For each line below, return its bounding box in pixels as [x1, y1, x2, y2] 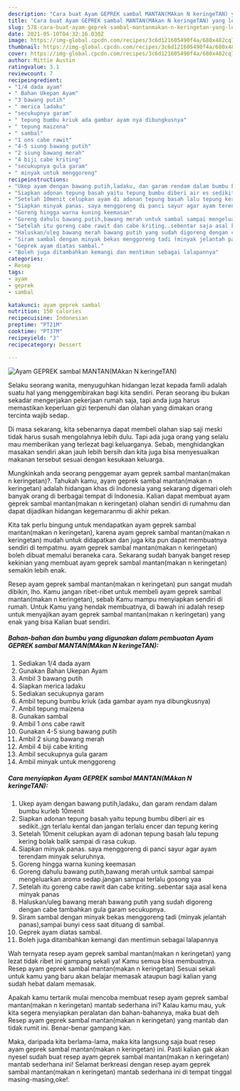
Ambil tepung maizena [18, 704, 85, 713]
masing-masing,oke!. [8, 1075, 70, 1084]
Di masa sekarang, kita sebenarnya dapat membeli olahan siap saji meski [8, 424, 223, 433]
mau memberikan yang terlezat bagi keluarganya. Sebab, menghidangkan [8, 439, 225, 449]
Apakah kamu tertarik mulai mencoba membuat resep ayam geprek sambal [8, 993, 229, 1002]
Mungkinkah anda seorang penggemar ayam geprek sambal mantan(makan [8, 469, 231, 477]
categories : [8, 256, 43, 263]
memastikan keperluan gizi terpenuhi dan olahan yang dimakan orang [8, 403, 213, 412]
